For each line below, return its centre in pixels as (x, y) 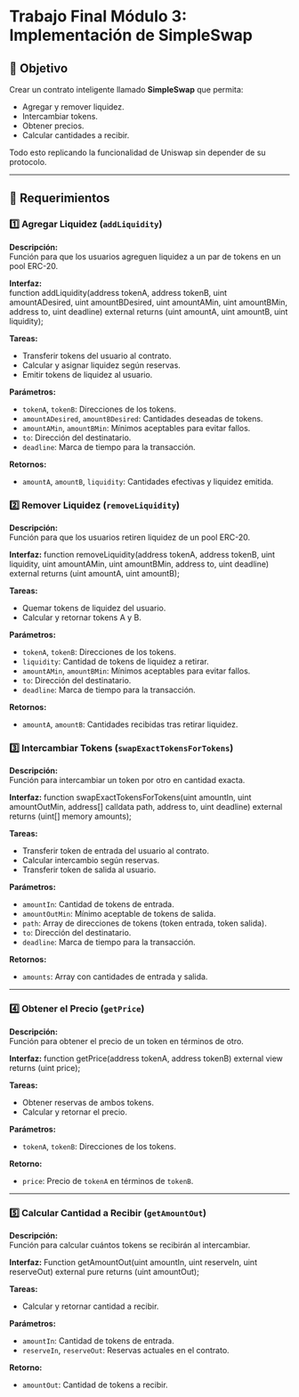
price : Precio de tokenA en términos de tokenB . (108, 1181)
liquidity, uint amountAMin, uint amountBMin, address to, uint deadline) (139, 564)
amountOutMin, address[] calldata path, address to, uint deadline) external (146, 807)
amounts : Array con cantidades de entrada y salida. (115, 976)
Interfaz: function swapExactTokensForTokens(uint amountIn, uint (130, 797)
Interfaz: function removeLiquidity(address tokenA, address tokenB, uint (142, 554)
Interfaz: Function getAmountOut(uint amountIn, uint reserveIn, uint (133, 1262)
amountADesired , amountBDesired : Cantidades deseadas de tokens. (142, 418)
